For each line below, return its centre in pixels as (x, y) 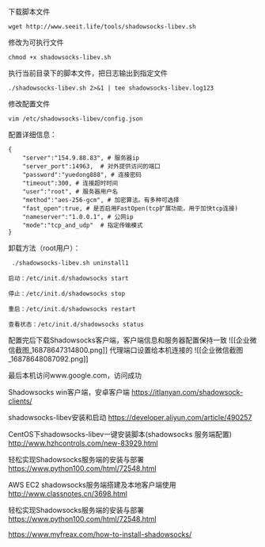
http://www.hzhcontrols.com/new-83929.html (83, 443)
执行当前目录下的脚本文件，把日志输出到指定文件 (88, 73)
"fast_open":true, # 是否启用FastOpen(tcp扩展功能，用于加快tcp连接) (131, 208)
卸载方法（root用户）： (44, 248)
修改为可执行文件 (36, 42)
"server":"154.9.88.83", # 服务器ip (81, 158)
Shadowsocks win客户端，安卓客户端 (69, 392)
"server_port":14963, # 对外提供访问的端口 (91, 166)
